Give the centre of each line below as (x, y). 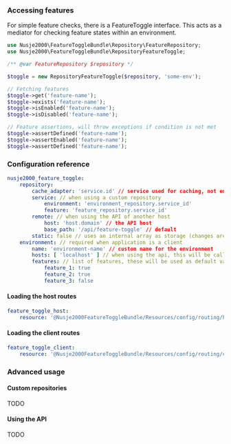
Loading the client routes (44, 333)
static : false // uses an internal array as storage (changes (123, 236)
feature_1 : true (67, 268)
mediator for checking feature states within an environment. (92, 32)
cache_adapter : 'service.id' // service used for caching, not (124, 191)
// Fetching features (38, 89)
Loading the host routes (42, 296)
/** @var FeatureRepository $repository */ (70, 64)
